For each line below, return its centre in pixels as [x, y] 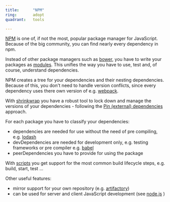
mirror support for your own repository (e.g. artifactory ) [71, 188]
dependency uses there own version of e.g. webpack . [62, 91]
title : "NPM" [25, 10]
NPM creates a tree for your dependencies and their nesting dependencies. [85, 80]
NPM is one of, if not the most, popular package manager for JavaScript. [82, 38]
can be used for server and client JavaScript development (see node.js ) [89, 194]
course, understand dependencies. [42, 70]
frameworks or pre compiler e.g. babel [53, 148]
